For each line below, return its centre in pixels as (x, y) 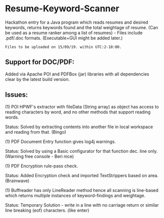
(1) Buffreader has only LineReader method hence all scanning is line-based (82, 190)
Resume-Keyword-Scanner (62, 9)
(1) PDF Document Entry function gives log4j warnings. (61, 142)
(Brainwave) (17, 181)
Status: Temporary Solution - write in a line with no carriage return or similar (82, 205)
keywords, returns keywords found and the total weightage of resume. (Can (82, 27)
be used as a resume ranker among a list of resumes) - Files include (74, 33)
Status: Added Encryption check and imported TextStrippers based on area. (82, 175)
